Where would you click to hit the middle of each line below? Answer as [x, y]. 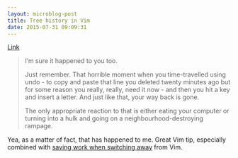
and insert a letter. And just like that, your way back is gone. [112, 97]
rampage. [39, 126]
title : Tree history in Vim [49, 21]
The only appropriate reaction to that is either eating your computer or [127, 111]
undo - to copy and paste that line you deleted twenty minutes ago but [127, 82]
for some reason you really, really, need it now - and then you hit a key [127, 90]
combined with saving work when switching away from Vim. [95, 147]
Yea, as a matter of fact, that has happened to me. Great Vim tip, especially [117, 140]
